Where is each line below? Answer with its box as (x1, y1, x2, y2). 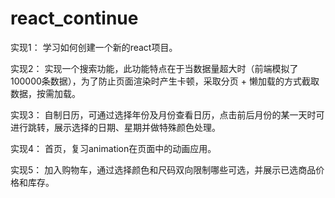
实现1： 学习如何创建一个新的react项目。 (10, 41, 178, 53)
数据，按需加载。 (10, 87, 81, 99)
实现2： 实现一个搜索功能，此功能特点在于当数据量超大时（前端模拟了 (10, 62, 299, 74)
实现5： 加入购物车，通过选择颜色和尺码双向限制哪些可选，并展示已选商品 (10, 163, 317, 176)
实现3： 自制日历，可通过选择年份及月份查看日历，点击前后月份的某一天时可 (10, 108, 325, 121)
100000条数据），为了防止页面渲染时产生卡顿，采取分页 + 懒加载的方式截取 (10, 75, 320, 87)
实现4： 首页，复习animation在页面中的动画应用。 (10, 142, 217, 154)
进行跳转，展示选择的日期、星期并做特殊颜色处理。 (10, 121, 221, 133)
